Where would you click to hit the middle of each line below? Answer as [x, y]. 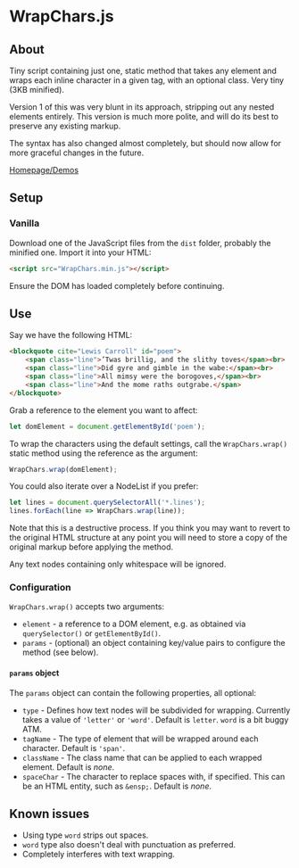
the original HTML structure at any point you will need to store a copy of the [149, 538]
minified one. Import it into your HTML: [80, 252]
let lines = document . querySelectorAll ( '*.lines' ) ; [107, 503]
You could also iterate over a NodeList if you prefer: [104, 486]
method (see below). [60, 652]
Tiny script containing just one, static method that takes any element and [143, 70]
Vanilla [25, 223]
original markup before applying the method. [91, 547]
